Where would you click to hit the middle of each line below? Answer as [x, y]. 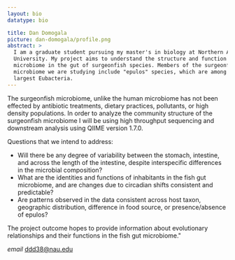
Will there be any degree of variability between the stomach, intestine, [119, 155]
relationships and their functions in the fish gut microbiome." [94, 236]
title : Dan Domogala [37, 33]
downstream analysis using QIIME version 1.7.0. [75, 128]
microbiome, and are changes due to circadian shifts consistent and [115, 185]
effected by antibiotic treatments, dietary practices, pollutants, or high [108, 106]
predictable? [35, 192]
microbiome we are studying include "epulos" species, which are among [120, 72]
